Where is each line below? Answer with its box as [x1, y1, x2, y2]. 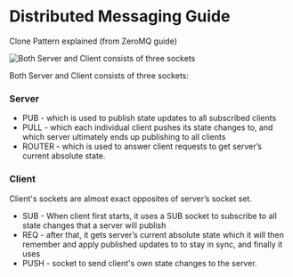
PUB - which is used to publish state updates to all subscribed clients [21, 113, 277, 124]
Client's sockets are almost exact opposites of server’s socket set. [9, 193, 252, 204]
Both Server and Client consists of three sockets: [9, 69, 190, 81]
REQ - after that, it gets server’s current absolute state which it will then [21, 229, 285, 240]
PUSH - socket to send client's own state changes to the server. [21, 257, 257, 268]
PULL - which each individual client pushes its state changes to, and [21, 122, 273, 133]
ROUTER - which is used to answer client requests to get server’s [21, 141, 263, 152]
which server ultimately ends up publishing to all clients [21, 132, 226, 143]
